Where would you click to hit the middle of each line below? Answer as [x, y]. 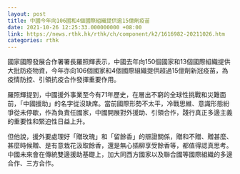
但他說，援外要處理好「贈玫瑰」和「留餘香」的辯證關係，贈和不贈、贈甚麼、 [120, 137]
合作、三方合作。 [32, 163]
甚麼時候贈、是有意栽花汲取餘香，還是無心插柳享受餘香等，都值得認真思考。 [120, 145]
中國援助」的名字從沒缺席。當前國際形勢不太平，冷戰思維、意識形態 [123, 103]
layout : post [27, 14]
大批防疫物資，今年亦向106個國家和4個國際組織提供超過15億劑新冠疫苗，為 [118, 71]
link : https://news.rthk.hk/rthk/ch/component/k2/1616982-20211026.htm [116, 34]
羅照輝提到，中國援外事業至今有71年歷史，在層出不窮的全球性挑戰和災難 [114, 95]
